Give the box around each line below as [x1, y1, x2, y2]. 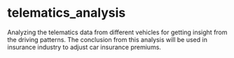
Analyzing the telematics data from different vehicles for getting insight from [7, 28, 228, 36]
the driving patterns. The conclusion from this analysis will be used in [7, 35, 208, 43]
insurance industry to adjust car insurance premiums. [7, 43, 161, 51]
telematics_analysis [7, 5, 126, 21]
